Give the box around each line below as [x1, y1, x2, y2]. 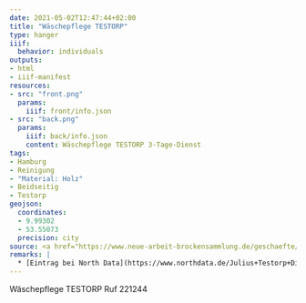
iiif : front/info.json [25, 106, 112, 116]
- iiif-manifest [9, 73, 71, 82]
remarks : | [9, 250, 51, 259]
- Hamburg [9, 157, 47, 167]
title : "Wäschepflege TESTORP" [9, 22, 128, 31]
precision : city [17, 233, 79, 242]
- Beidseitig [9, 183, 59, 192]
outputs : [9, 56, 43, 65]
